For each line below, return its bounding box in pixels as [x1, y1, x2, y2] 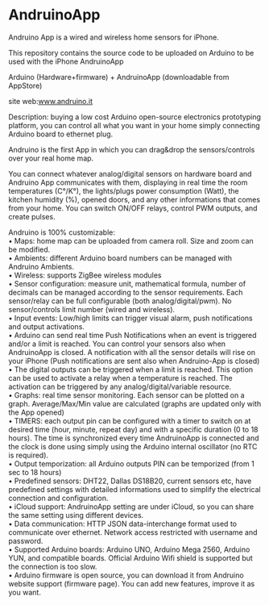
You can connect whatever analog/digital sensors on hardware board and [8, 169, 252, 178]
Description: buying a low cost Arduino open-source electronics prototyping [8, 111, 262, 122]
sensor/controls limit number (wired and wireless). [8, 304, 176, 314]
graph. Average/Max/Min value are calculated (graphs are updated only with [8, 398, 262, 408]
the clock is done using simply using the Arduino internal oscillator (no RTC [8, 441, 258, 451]
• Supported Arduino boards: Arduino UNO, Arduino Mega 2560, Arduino [8, 544, 250, 554]
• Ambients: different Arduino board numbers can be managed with [8, 252, 232, 263]
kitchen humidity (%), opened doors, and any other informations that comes [8, 194, 260, 204]
